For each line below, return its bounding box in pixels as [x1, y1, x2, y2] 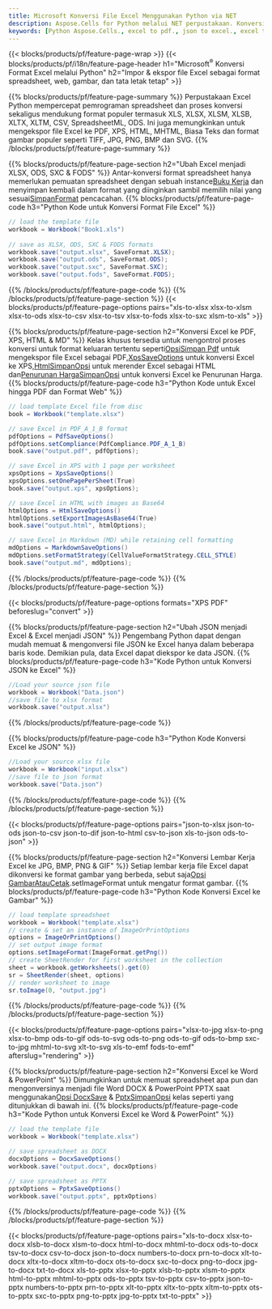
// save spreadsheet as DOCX [8, 1147, 107, 1156]
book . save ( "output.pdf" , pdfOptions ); [8, 447, 139, 456]
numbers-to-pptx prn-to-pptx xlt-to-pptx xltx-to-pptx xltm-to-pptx [25, 1282, 248, 1292]
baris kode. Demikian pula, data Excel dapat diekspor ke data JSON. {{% [8, 648, 251, 657]
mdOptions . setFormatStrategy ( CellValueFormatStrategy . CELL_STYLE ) [8, 551, 237, 559]
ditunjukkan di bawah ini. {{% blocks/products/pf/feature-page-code [8, 1101, 239, 1111]
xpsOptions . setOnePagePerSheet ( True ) [8, 477, 136, 486]
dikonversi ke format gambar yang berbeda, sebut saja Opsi [8, 869, 206, 879]
